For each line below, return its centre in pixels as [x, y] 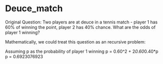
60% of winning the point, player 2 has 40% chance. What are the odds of [80, 27]
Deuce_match [34, 9]
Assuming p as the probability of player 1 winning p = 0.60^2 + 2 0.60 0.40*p [82, 51]
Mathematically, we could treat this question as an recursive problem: [75, 42]
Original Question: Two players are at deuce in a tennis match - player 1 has [81, 22]
